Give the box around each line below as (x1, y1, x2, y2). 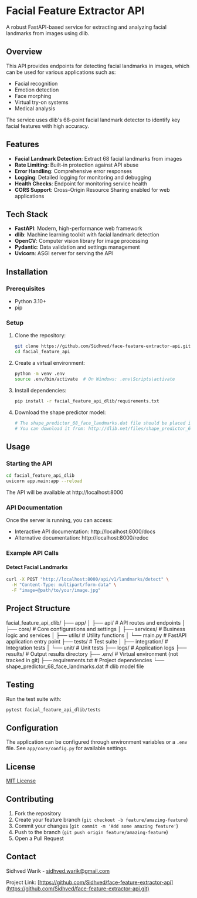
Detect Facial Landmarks (6, 563, 69, 570)
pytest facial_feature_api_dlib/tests (6, 707, 101, 713)
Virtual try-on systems (14, 99, 69, 106)
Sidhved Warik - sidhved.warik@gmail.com (6, 867, 110, 875)
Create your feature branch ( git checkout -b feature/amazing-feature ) (14, 816, 188, 823)
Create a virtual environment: (14, 360, 85, 367)
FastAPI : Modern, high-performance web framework (14, 225, 142, 232)
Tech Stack (6, 209, 48, 219)
